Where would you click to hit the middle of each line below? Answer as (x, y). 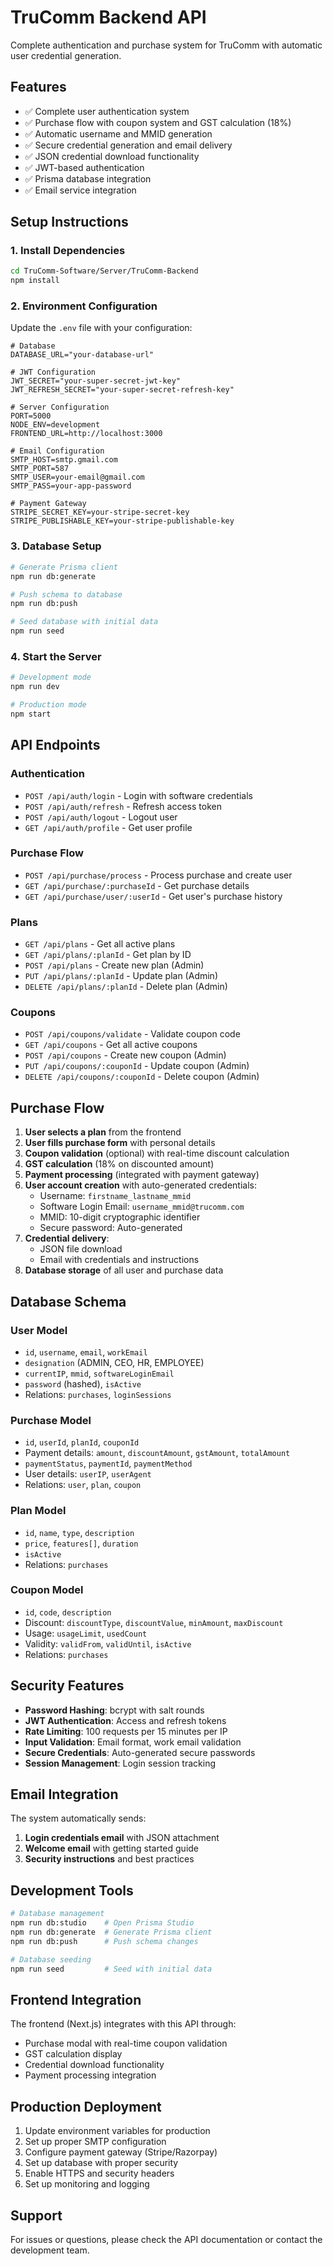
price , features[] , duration (81, 1543)
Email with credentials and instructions (119, 1260)
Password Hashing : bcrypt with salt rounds (114, 1710)
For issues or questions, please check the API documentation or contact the (166, 2239)
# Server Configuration (60, 407)
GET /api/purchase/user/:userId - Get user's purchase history (153, 896)
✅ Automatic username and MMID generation (118, 133)
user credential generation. (66, 55)
